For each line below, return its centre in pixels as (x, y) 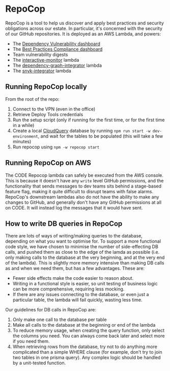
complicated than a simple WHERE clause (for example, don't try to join (87, 352)
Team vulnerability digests (40, 55)
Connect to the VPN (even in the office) (54, 109)
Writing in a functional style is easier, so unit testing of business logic (85, 284)
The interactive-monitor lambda (46, 60)
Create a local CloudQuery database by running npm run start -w (81, 130)
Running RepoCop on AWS (48, 163)
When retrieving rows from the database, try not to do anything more (85, 347)
